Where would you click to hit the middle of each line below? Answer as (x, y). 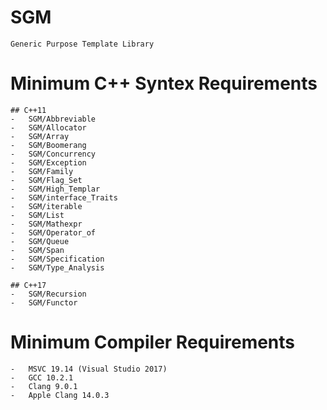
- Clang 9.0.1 (44, 386)
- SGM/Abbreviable (53, 119)
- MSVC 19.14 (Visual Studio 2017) (89, 369)
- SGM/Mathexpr (46, 224)
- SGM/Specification (57, 259)
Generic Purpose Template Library (82, 44)
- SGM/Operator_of (53, 232)
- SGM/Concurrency (53, 154)
